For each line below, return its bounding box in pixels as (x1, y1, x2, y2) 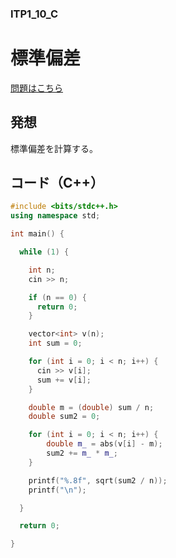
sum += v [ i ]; (36, 375, 92, 385)
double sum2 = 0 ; (28, 412, 101, 422)
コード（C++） (10, 175, 105, 192)
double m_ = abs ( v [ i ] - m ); (46, 439, 163, 449)
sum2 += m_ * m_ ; (46, 448, 118, 459)
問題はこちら (10, 82, 63, 94)
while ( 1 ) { (19, 247, 70, 257)
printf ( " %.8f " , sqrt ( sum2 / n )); (28, 475, 168, 486)
